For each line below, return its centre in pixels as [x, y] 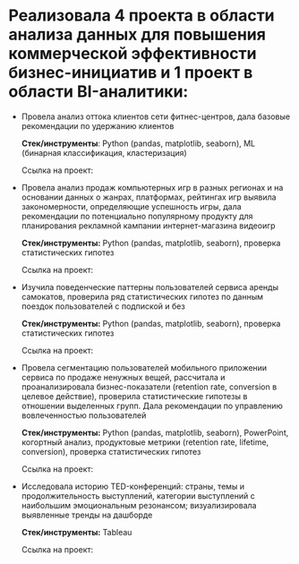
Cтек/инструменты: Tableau [77, 532]
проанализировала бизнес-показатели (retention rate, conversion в [149, 387]
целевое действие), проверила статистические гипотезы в [134, 396]
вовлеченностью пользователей [84, 415]
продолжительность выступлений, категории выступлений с [138, 496]
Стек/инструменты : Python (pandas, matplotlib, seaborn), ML [138, 143]
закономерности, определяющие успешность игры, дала [132, 206]
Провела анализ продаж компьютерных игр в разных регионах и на [152, 187]
